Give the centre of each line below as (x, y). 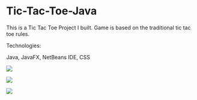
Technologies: (24, 46)
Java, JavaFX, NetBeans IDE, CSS (48, 57)
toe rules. (18, 34)
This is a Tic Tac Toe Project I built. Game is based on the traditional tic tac (98, 28)
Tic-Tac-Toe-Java (52, 11)
